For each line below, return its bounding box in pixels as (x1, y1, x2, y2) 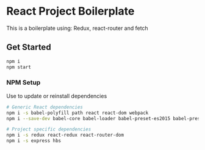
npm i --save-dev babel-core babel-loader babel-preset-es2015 (6, 115, 171, 121)
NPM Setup (6, 78, 41, 87)
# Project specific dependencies (6, 126, 92, 132)
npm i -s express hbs (6, 138, 62, 144)
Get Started (6, 42, 51, 52)
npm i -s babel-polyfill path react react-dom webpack (6, 110, 149, 116)
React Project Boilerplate (6, 4, 135, 18)
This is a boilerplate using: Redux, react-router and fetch (6, 24, 148, 32)
